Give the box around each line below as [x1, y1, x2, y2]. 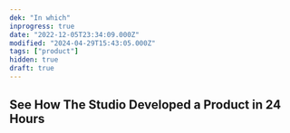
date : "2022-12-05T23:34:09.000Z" [9, 30, 140, 39]
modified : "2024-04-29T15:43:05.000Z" [9, 38, 156, 48]
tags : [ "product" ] [9, 47, 79, 56]
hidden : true [9, 55, 59, 64]
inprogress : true [9, 22, 75, 31]
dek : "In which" [9, 13, 71, 23]
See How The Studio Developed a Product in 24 [9, 97, 282, 113]
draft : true [9, 64, 54, 73]
